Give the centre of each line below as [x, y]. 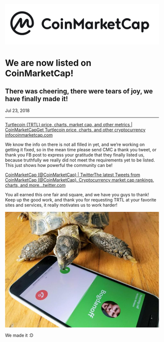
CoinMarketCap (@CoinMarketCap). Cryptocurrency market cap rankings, [80, 180]
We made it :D [19, 335]
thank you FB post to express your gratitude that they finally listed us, [75, 155]
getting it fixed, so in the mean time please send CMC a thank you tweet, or [81, 150]
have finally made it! [37, 99]
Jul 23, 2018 [18, 111]
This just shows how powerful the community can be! [59, 165]
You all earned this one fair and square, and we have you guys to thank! [77, 195]
